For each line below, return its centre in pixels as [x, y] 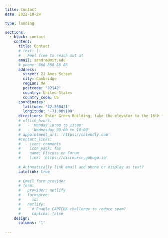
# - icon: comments [40, 144]
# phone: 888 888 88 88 [43, 65]
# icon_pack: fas [40, 149]
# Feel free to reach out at [51, 55]
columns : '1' [32, 223]
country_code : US [41, 97]
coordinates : [32, 102]
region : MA [34, 84]
